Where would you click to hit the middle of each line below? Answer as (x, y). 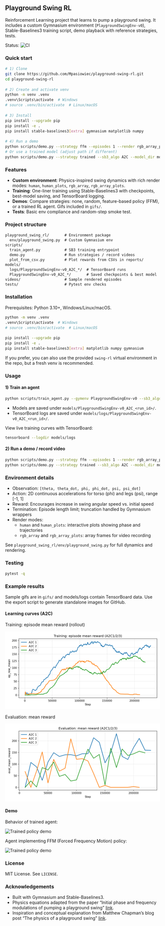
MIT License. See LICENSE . (32, 874)
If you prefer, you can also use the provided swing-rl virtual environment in (81, 358)
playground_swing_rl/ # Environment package (58, 235)
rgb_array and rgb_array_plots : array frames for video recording (85, 535)
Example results (25, 586)
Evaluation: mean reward (30, 717)
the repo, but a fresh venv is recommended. (50, 363)
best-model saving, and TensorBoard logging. (59, 196)
